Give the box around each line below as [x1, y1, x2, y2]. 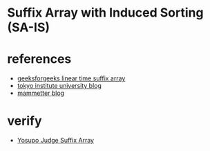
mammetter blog [17, 89, 64, 98]
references [7, 51, 72, 67]
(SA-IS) [7, 19, 50, 35]
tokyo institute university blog [17, 82, 102, 90]
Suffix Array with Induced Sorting [7, 5, 204, 21]
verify [7, 113, 43, 129]
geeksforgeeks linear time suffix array [17, 74, 126, 82]
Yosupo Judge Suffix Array [17, 136, 95, 145]
